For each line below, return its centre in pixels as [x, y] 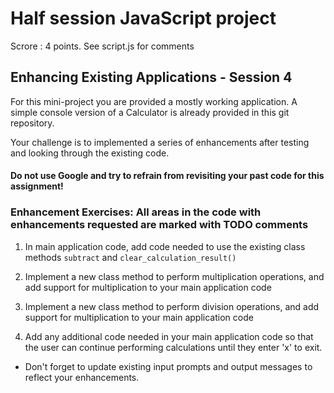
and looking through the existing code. [90, 153]
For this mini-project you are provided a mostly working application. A [154, 101]
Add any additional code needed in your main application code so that [169, 336]
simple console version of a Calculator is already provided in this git [150, 112]
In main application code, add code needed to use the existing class [165, 246]
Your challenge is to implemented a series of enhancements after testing [160, 142]
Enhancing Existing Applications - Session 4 [151, 77]
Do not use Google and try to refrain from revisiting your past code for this [167, 176]
